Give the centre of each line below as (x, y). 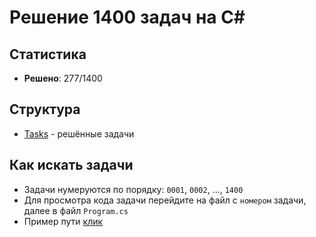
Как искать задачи (71, 165)
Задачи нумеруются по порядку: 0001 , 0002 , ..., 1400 (133, 189)
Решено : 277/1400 (63, 78)
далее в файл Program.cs (76, 210)
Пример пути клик (63, 221)
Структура (45, 109)
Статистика (48, 54)
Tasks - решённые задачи (79, 133)
